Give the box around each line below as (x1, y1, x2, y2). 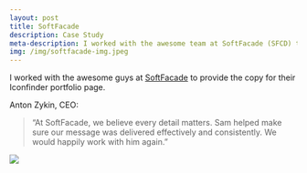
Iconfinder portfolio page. (9, 82, 106, 93)
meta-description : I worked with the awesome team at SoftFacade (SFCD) (9, 38, 292, 48)
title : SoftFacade (9, 22, 79, 31)
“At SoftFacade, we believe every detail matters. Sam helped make (31, 117, 282, 128)
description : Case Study (9, 30, 104, 39)
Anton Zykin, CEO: (9, 99, 79, 110)
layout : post (9, 13, 59, 23)
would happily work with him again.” (31, 137, 169, 148)
